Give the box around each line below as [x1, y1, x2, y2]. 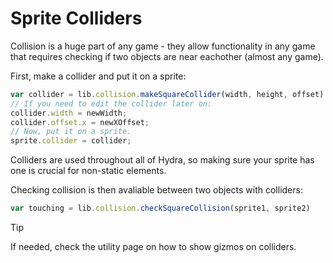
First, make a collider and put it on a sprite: [10, 70, 187, 82]
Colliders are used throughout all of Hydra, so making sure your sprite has [10, 154, 315, 166]
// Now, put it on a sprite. [10, 127, 132, 137]
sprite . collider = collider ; [10, 136, 132, 146]
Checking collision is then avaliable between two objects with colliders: [10, 184, 303, 196]
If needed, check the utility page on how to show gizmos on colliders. [10, 241, 297, 253]
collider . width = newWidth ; [10, 108, 128, 118]
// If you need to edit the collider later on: [10, 98, 213, 109]
